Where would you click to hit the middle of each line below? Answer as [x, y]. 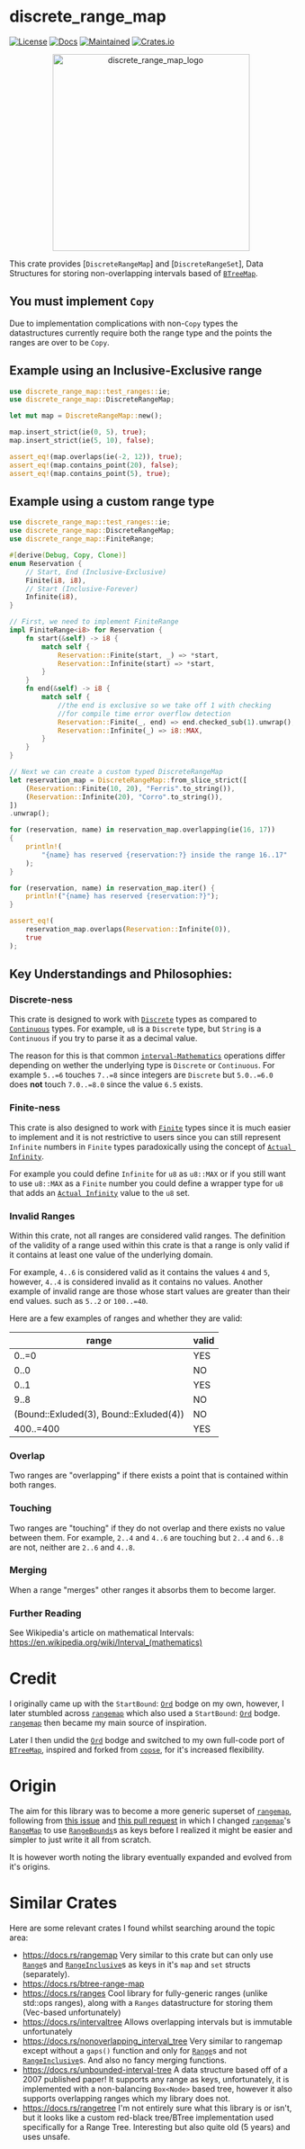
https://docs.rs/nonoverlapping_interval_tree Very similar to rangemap [152, 2041]
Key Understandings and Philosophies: [121, 974]
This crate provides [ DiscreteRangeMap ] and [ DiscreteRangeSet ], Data [136, 264]
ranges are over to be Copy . [59, 342]
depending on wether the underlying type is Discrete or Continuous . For [142, 1066]
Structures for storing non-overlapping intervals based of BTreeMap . [134, 273]
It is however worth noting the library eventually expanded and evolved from [151, 1857]
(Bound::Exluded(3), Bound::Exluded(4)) [99, 1414]
